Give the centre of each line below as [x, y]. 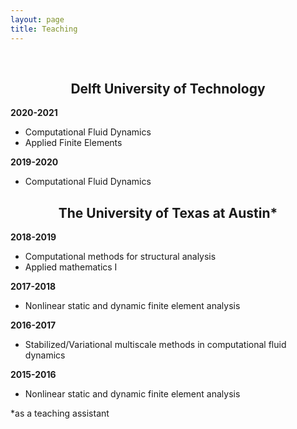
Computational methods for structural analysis [120, 257]
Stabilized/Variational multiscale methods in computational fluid [155, 345]
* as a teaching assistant [60, 413]
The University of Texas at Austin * [168, 212]
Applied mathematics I [71, 267]
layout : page [37, 19]
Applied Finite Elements [73, 143]
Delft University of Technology [168, 88]
